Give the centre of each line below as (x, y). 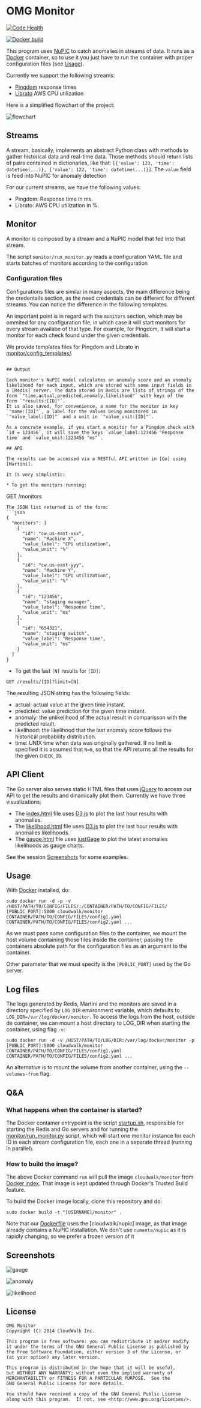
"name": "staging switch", (56, 633)
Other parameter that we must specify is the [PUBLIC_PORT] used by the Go (98, 964)
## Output (19, 369)
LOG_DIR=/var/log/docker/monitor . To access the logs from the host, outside (100, 1017)
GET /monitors (24, 496)
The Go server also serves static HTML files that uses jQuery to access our (99, 789)
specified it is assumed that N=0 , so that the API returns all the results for (104, 749)
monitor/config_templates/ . (40, 353)
